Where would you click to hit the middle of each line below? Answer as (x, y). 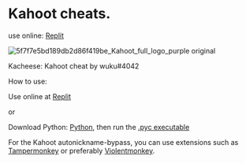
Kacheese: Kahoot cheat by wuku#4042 (74, 66)
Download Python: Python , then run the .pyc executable (99, 127)
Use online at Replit (40, 96)
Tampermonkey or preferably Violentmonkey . (82, 150)
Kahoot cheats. (60, 14)
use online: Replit (36, 35)
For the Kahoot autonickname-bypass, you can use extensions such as (123, 142)
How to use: (28, 81)
